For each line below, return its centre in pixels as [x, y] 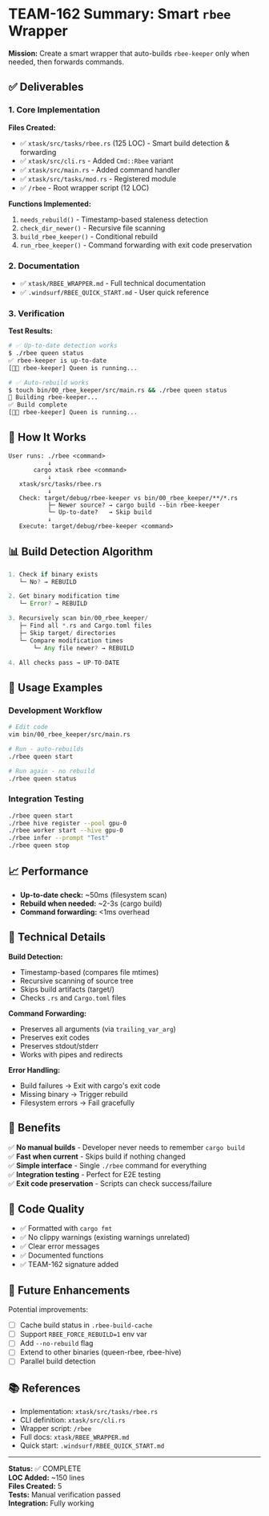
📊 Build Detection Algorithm [81, 552]
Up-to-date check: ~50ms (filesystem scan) [93, 895]
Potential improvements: [48, 1310]
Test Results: [31, 331]
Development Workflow [55, 710]
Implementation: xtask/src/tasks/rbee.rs [89, 1412]
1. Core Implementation [54, 110]
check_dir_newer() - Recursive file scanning [92, 228]
